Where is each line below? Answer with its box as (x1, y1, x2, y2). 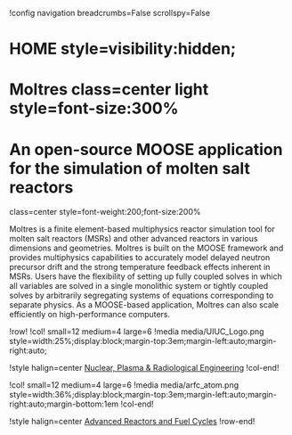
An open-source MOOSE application (9, 139, 283, 160)
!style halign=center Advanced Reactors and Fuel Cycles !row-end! (9, 416, 255, 427)
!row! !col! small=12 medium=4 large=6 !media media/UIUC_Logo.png (9, 326, 264, 337)
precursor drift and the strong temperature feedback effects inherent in (9, 262, 271, 273)
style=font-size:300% (9, 98, 179, 119)
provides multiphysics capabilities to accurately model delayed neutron (9, 252, 271, 263)
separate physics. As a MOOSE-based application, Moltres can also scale (9, 300, 280, 310)
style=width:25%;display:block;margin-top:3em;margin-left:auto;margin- (9, 336, 277, 347)
